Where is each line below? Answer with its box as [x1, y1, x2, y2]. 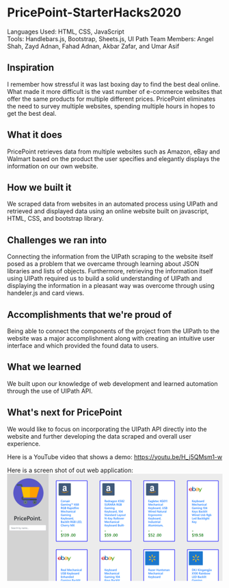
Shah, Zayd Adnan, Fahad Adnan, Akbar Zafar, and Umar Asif [7, 42, 180, 50]
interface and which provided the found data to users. [7, 341, 159, 350]
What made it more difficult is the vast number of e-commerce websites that [7, 87, 222, 95]
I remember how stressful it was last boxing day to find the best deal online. [7, 80, 221, 88]
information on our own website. [7, 162, 98, 170]
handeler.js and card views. [7, 289, 85, 297]
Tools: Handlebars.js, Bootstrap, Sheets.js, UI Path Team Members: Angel [7, 34, 214, 42]
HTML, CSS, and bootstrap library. [7, 215, 104, 223]
